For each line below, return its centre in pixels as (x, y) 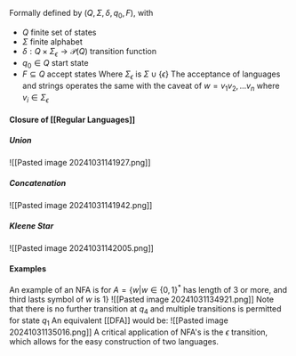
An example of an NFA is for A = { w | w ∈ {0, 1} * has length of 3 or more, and (148, 289)
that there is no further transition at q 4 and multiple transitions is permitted (145, 310)
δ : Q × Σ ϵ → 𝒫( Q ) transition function (89, 52)
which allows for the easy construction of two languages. (114, 341)
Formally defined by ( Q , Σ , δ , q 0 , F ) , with (81, 14)
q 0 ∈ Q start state (55, 64)
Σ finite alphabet (52, 41)
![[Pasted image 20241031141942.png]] (81, 206)
